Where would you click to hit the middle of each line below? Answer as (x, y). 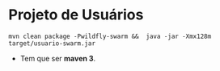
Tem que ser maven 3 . (58, 58)
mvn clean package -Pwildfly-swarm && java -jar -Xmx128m (110, 36)
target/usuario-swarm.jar (52, 43)
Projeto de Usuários (76, 15)
